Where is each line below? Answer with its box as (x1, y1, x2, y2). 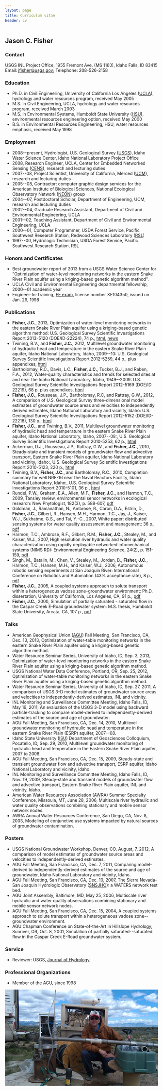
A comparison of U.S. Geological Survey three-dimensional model (12, 397, 144, 403)
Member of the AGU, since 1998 (12, 980, 76, 986)
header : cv (5, 18, 27, 23)
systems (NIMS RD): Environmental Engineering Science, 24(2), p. (12, 547, 145, 553)
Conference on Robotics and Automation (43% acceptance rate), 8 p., (12, 573, 153, 579)
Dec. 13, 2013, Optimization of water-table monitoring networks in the (12, 637, 151, 643)
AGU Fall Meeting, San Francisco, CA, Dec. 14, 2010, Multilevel (12, 720, 137, 725)
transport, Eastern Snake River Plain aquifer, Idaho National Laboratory (12, 454, 154, 460)
